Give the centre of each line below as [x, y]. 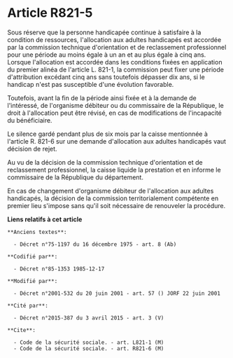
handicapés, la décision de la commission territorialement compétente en [113, 198]
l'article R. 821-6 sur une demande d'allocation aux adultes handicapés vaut [116, 141]
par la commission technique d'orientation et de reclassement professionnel [117, 47]
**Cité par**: [28, 305]
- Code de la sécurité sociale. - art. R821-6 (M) [89, 348]
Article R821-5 [50, 13]
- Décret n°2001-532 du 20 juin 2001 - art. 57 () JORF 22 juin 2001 [117, 293]
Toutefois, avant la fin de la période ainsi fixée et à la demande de [102, 98]
